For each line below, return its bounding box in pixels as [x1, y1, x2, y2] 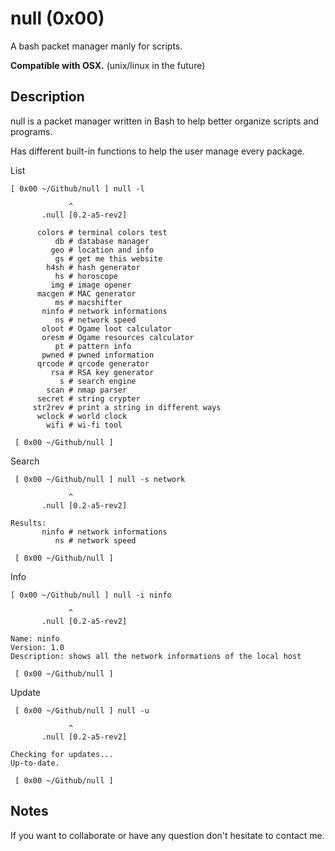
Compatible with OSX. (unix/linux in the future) [10, 59, 206, 71]
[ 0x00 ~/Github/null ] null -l [10, 183, 145, 194]
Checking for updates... [10, 749, 114, 759]
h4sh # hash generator [46, 262, 141, 272]
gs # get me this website [54, 253, 163, 264]
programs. [10, 125, 53, 137]
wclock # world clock [36, 411, 128, 421]
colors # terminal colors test [36, 227, 168, 237]
